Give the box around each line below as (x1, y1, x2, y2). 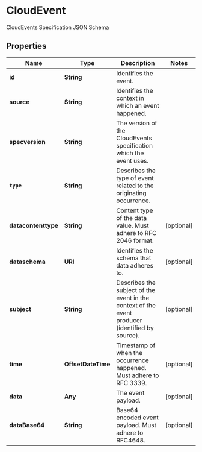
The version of (116, 119, 158, 127)
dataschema (9, 257, 46, 266)
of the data (116, 213, 147, 222)
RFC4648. (116, 436, 145, 444)
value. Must (116, 221, 149, 230)
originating (116, 189, 147, 197)
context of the (116, 301, 156, 309)
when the (116, 348, 143, 357)
